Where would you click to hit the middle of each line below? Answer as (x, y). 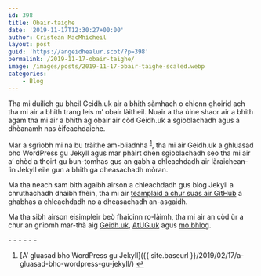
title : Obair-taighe (42, 23)
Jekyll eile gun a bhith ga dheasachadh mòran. (92, 170)
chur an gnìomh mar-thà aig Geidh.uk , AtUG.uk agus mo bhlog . (110, 225)
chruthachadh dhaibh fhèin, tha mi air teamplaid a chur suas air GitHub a (125, 194)
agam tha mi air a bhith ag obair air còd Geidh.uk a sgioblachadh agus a (124, 120)
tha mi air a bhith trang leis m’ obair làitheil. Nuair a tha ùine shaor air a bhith (131, 111)
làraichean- (230, 162)
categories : (27, 74)
